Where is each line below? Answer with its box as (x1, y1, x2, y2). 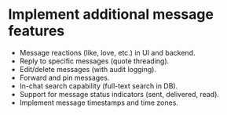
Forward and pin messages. (19, 73, 110, 82)
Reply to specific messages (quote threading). (19, 56, 170, 66)
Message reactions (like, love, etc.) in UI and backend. (19, 48, 196, 57)
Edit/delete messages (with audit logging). (19, 64, 157, 74)
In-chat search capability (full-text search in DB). (19, 81, 178, 91)
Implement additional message (8, 5, 214, 23)
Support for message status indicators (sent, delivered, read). (19, 89, 220, 99)
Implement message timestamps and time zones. (19, 98, 179, 107)
